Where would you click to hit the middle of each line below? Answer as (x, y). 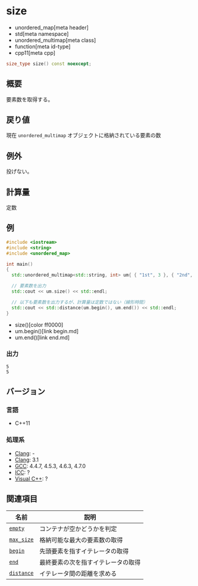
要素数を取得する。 (30, 99)
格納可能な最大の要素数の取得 (81, 540)
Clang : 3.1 (26, 460)
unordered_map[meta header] (52, 27)
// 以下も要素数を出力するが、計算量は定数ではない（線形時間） (80, 302)
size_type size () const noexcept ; (49, 64)
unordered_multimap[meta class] (55, 40)
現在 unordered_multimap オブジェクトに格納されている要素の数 (84, 135)
